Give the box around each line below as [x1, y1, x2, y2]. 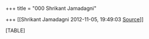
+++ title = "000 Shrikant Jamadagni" [5, 5, 97, 11]
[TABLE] [5, 27, 26, 34]
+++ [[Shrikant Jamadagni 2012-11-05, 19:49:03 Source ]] [5, 16, 144, 22]
